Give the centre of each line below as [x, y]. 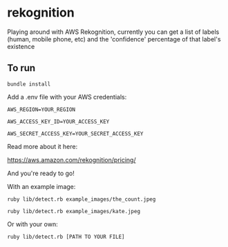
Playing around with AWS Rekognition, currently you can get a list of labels [113, 32]
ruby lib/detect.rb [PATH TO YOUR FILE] [66, 237]
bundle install [29, 84]
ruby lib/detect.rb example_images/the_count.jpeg [82, 199]
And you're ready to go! [41, 173]
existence [21, 46]
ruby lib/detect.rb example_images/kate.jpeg [74, 211]
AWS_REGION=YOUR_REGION [41, 109]
